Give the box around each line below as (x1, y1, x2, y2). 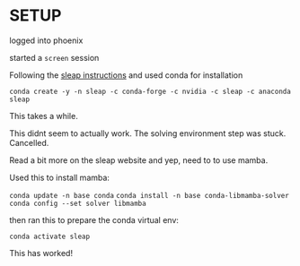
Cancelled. (9, 137, 49, 148)
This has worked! (9, 247, 74, 258)
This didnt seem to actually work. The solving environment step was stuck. (9, 127, 287, 139)
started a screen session (9, 52, 100, 63)
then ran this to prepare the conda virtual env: (9, 214, 180, 225)
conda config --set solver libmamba (9, 199, 146, 208)
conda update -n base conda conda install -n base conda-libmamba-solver (9, 191, 289, 200)
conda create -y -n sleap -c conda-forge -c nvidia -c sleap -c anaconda (9, 87, 292, 96)
